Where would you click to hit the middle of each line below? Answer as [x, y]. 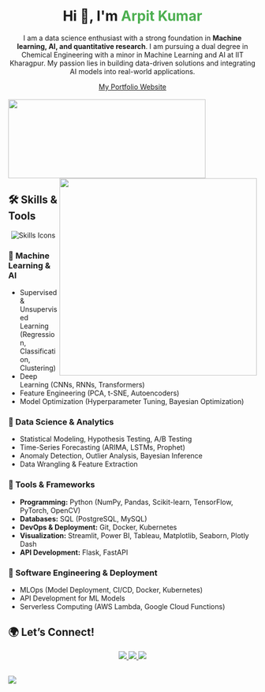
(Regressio [37, 335]
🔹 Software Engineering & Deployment [83, 573]
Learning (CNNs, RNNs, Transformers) [82, 385]
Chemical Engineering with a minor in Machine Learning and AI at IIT [132, 54]
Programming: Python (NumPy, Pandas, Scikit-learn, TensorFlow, [126, 502]
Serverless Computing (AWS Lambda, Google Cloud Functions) [122, 606]
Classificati [37, 351]
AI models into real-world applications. [132, 71]
